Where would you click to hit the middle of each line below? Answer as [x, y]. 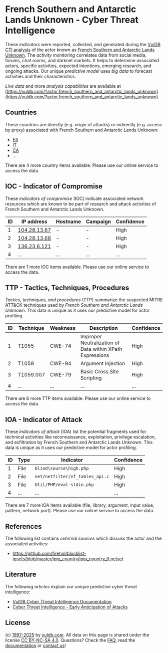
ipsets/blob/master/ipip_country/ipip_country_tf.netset [68, 559]
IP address [34, 222]
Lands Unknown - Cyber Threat [72, 20]
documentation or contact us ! [36, 645]
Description [104, 328]
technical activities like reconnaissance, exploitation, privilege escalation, [80, 437]
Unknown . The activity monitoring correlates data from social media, [76, 55]
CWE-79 [60, 375]
